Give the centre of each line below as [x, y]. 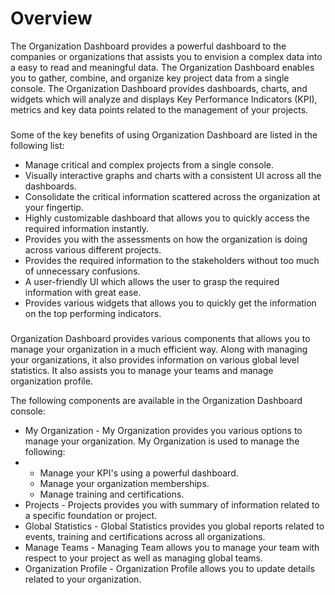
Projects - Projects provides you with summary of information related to [172, 504]
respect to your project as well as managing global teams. [144, 558]
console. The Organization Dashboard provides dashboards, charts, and [159, 88]
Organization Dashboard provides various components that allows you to [160, 338]
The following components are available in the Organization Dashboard [156, 400]
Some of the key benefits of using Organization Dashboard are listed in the [164, 134]
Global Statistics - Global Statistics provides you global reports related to [174, 526]
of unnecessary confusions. [82, 271]
